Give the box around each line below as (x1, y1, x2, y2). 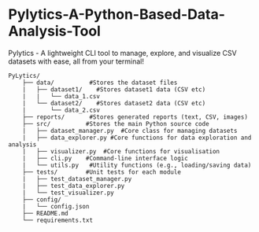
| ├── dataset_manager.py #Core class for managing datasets (22, 127, 238, 134)
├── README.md (22, 209, 68, 217)
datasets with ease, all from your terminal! (8, 57, 144, 66)
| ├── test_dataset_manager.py (22, 175, 132, 182)
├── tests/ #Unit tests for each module (22, 168, 181, 176)
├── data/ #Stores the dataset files (22, 79, 178, 87)
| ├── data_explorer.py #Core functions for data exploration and (22, 134, 252, 142)
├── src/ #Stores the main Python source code (22, 120, 210, 127)
